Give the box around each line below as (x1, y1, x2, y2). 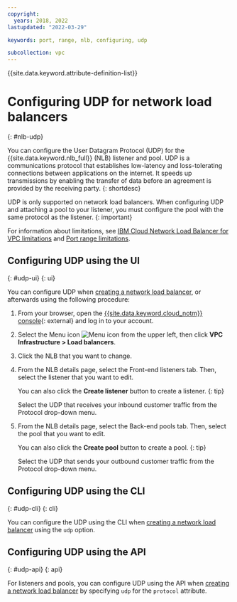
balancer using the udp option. (7, 525, 96, 534)
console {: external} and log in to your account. (17, 316, 154, 324)
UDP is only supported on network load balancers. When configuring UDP (7, 198, 224, 206)
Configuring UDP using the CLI (7, 485, 145, 497)
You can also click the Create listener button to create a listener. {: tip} (17, 386, 225, 395)
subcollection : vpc (7, 49, 65, 57)
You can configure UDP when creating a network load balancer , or (7, 287, 202, 296)
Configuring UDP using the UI (7, 255, 140, 267)
